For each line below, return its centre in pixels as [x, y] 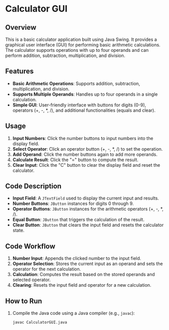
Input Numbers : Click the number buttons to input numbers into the [83, 138]
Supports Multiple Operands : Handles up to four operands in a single [85, 94]
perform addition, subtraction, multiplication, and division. [65, 55]
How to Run [24, 301]
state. [18, 230]
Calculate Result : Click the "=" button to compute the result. [75, 160]
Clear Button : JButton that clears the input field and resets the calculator [88, 225]
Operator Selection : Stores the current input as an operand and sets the [88, 264]
